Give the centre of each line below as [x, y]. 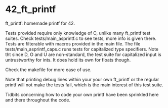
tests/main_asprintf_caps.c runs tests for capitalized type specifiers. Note [82, 49]
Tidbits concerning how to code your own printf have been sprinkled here [82, 94]
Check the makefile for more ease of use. [49, 70]
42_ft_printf [31, 9]
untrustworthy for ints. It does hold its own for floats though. [68, 60]
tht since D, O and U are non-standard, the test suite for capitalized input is [83, 55]
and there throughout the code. [38, 100]
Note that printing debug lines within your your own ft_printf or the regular [82, 79]
